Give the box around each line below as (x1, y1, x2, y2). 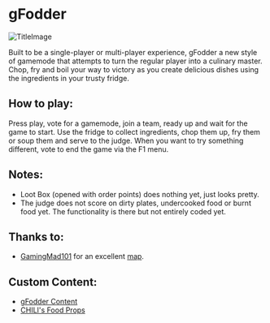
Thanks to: (8, 230, 64, 243)
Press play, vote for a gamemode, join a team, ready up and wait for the (8, 118, 248, 128)
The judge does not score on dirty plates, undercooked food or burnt (20, 198, 252, 208)
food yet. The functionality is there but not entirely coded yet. (20, 206, 226, 216)
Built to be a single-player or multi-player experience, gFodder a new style (8, 47, 258, 57)
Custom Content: (8, 275, 98, 289)
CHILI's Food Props (20, 305, 85, 315)
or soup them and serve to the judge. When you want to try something (8, 136, 244, 145)
